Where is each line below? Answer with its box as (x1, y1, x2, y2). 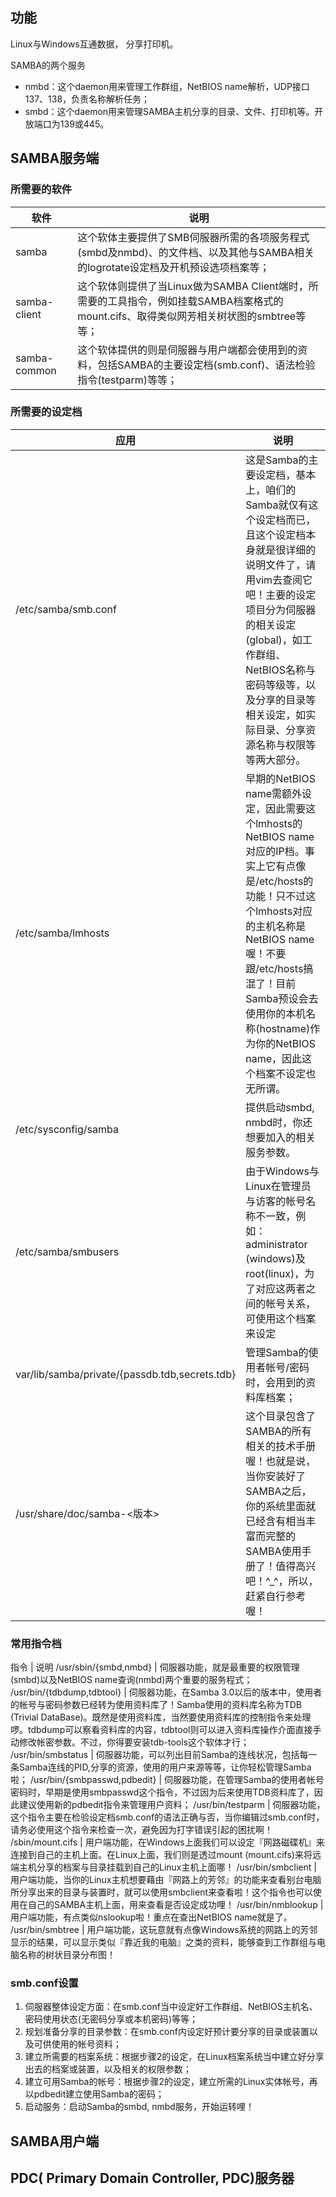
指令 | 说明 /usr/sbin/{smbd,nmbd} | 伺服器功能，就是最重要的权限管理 (10, 1661, 300, 1673)
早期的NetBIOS (245, 771, 317, 785)
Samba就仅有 (245, 498, 309, 512)
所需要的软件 (10, 183, 73, 197)
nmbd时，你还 (245, 1115, 313, 1129)
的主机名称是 (245, 919, 307, 933)
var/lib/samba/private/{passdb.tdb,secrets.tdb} (15, 1367, 237, 1381)
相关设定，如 (245, 708, 307, 722)
